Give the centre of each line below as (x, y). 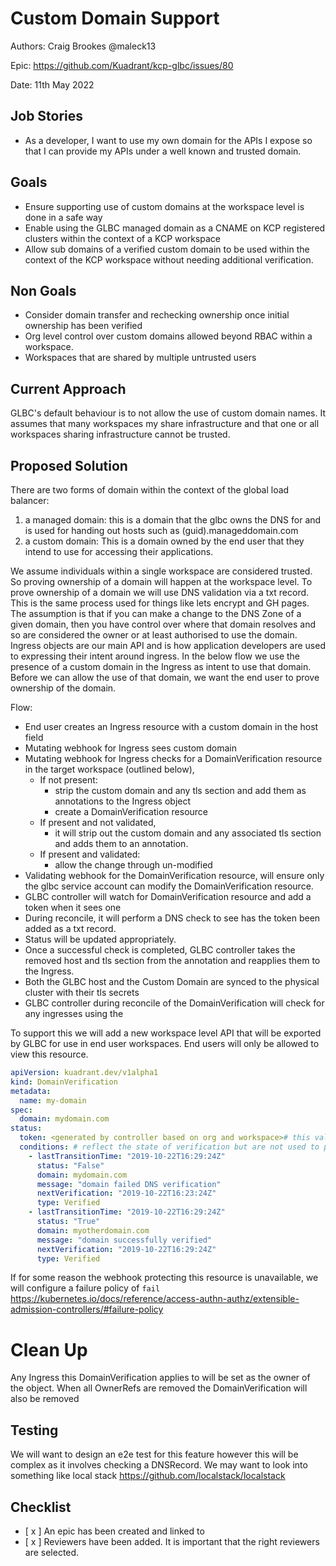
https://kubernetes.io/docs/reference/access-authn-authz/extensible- (155, 1299)
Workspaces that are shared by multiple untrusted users (140, 358)
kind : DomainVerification (64, 1082)
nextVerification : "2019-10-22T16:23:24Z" (126, 1193)
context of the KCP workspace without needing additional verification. (169, 259)
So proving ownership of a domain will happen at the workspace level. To (161, 581)
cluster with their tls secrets (82, 992)
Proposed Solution (69, 465)
